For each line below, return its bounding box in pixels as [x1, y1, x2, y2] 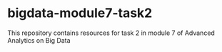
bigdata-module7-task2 [7, 5, 153, 21]
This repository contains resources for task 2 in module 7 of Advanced [7, 28, 216, 37]
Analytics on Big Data [7, 36, 71, 44]
